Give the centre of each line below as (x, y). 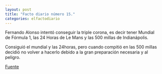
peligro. (13, 57)
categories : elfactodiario (32, 18)
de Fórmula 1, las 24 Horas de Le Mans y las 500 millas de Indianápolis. (77, 37)
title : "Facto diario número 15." (40, 14)
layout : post (18, 9)
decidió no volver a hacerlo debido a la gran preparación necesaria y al (77, 52)
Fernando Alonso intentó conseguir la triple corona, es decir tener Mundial (80, 33)
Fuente (12, 67)
